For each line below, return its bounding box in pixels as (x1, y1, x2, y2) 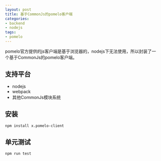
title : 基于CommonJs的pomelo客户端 (5, 12, 73, 17)
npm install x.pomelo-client (5, 123, 64, 128)
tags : (5, 30, 16, 35)
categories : (5, 16, 29, 21)
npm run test (5, 151, 32, 156)
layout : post (5, 7, 32, 12)
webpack (12, 88, 31, 94)
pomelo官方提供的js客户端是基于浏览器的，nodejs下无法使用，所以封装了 (5, 48, 152, 54)
